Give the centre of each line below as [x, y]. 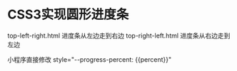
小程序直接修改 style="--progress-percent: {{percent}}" [90, 59]
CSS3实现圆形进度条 [68, 15]
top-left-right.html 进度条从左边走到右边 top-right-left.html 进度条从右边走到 [119, 35]
